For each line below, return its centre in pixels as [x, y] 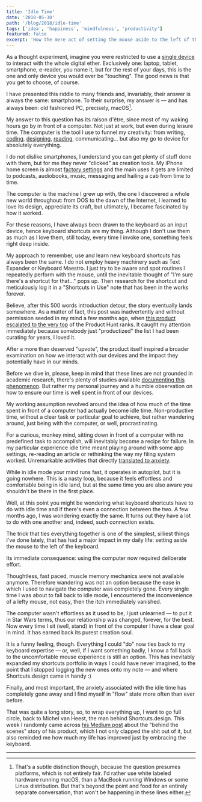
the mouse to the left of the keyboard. [53, 546]
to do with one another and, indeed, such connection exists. [81, 522]
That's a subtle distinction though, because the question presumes [98, 767]
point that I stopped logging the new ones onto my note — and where [92, 669]
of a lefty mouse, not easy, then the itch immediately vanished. [84, 601]
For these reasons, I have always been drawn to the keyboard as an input [97, 224]
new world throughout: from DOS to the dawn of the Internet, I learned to [96, 200]
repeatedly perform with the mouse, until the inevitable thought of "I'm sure [100, 275]
